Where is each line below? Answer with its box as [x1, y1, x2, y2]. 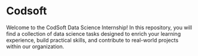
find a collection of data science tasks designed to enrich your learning [6, 30, 181, 37]
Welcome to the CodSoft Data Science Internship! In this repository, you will [6, 24, 193, 31]
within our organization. [6, 43, 64, 50]
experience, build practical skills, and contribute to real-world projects [6, 36, 179, 43]
